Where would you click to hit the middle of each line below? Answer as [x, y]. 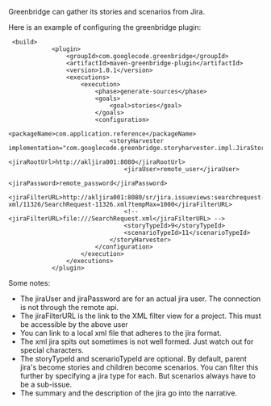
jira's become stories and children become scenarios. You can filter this [139, 367]
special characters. [52, 350]
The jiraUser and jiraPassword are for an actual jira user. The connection [140, 299]
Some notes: [29, 283]
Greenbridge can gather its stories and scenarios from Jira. [107, 12]
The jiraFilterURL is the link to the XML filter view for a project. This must [141, 316]
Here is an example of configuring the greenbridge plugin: [105, 27]
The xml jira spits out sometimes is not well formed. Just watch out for [137, 341]
